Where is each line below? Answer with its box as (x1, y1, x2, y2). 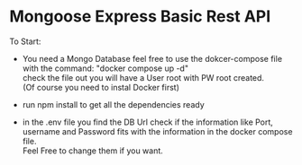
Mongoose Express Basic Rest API (9, 6, 271, 27)
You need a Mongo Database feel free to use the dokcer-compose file (22, 53, 282, 64)
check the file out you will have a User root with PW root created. (22, 72, 264, 82)
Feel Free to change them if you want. (22, 145, 164, 156)
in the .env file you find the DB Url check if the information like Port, (22, 117, 273, 127)
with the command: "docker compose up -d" (22, 63, 189, 74)
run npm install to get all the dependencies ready (22, 99, 205, 109)
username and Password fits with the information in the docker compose (22, 126, 293, 136)
